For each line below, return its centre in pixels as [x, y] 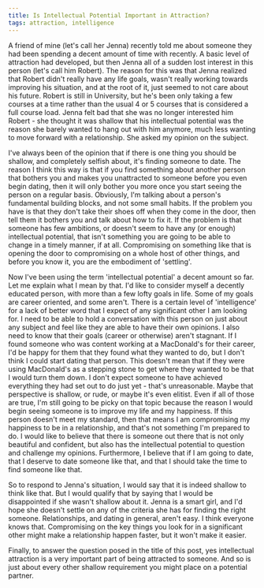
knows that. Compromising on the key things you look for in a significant [125, 527]
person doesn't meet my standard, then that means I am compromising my [129, 419]
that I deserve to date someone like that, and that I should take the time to [128, 461]
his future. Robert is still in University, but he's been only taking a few [121, 95]
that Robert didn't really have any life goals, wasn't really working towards [128, 79]
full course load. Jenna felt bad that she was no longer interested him [121, 112]
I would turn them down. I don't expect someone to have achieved [115, 377]
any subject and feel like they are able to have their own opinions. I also [124, 327]
